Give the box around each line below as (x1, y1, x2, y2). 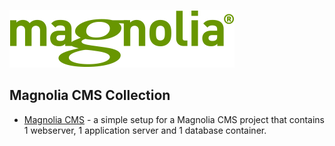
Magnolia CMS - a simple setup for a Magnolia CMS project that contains (23, 113, 325, 125)
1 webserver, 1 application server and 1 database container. (23, 124, 267, 136)
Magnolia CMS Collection (9, 87, 171, 104)
